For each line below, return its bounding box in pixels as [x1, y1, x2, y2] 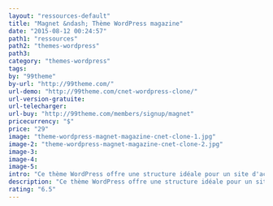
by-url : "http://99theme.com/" [8, 79, 115, 88]
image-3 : [8, 148, 38, 156]
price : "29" [8, 125, 49, 133]
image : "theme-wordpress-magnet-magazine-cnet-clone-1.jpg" [8, 132, 217, 140]
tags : [8, 65, 27, 73]
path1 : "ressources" [8, 34, 79, 43]
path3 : [8, 49, 31, 58]
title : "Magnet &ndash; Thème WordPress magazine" [8, 19, 184, 28]
